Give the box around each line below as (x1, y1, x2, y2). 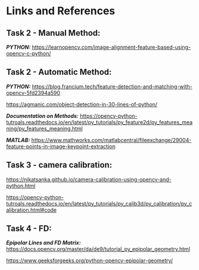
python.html (6, 182, 36, 189)
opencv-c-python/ (6, 50, 52, 57)
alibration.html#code (6, 206, 57, 214)
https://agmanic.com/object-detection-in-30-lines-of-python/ (6, 101, 157, 108)
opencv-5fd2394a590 (6, 89, 61, 96)
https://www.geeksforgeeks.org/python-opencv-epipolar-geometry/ (6, 257, 173, 264)
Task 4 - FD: (6, 224, 52, 234)
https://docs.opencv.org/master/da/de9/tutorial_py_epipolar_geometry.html (6, 246, 190, 253)
